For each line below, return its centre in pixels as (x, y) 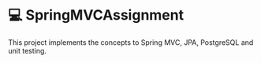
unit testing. (28, 50)
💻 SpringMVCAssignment (96, 15)
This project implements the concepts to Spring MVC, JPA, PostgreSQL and (131, 42)
